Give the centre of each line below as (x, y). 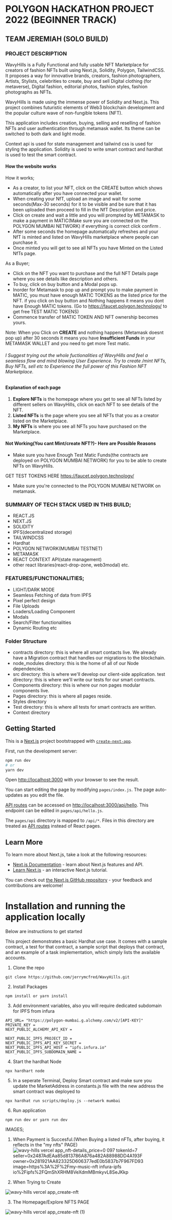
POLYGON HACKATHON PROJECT (80, 9)
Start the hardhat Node (37, 1062)
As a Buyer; (17, 263)
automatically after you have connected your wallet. (68, 193)
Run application (29, 1110)
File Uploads (26, 606)
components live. (31, 690)
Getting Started (31, 729)
